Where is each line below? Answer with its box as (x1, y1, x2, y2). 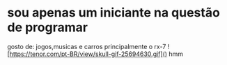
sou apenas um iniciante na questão (7, 5, 221, 21)
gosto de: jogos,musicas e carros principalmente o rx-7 (7, 42, 166, 50)
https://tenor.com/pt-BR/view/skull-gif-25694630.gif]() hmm (9, 50, 183, 58)
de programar (7, 19, 88, 35)
